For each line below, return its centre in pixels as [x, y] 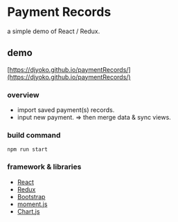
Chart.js [28, 211]
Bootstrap [31, 196]
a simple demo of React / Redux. [54, 31]
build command [34, 135]
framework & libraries [44, 167]
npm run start [28, 149]
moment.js [32, 204]
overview [23, 95]
